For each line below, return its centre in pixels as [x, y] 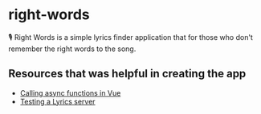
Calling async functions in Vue [70, 92]
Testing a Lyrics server [57, 101]
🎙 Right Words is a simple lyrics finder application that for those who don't [130, 37]
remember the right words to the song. [72, 49]
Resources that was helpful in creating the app [127, 74]
